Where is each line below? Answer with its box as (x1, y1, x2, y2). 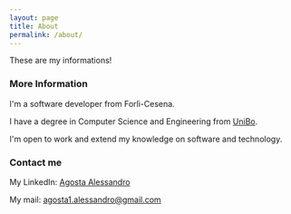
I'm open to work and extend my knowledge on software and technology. (9, 133, 283, 144)
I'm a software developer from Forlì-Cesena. (9, 98, 175, 109)
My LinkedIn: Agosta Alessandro (9, 176, 131, 187)
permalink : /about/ (9, 30, 83, 39)
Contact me (9, 156, 63, 169)
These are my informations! (9, 55, 112, 66)
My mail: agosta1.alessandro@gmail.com (9, 194, 161, 205)
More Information (9, 78, 88, 91)
